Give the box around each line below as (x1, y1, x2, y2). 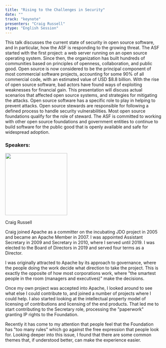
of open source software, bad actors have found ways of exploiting (5, 82, 142, 87)
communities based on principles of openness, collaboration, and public (5, 61, 153, 67)
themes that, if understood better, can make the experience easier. (5, 337, 141, 343)
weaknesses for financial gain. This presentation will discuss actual (5, 87, 143, 93)
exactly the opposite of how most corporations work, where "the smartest (5, 270, 156, 276)
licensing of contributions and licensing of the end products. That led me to (5, 301, 159, 307)
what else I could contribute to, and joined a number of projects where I (5, 290, 151, 296)
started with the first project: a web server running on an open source (5, 50, 148, 56)
